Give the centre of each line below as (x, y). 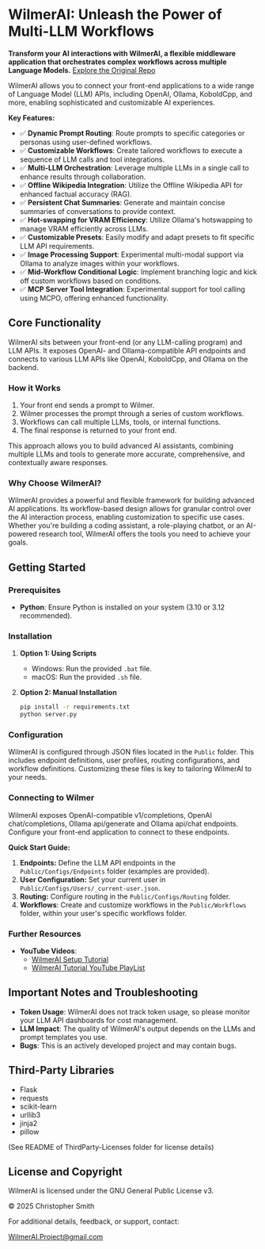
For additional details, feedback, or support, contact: (94, 1221)
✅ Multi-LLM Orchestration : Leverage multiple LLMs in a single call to (134, 167)
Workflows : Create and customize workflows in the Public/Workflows (133, 904)
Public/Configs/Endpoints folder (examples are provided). (114, 871)
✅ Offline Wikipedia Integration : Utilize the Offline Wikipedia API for (131, 185)
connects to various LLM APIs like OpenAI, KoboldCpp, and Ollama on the (128, 359)
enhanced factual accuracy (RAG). (76, 194)
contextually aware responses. (58, 463)
